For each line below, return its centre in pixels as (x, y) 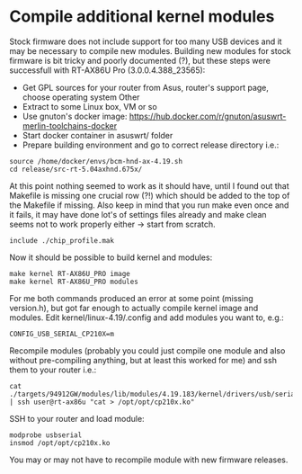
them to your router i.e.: (53, 370)
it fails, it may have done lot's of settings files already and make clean (138, 214)
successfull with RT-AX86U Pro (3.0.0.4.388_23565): (107, 70)
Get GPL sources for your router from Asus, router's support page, (146, 87)
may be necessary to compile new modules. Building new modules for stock (151, 50)
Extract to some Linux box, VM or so (89, 106)
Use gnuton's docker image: (75, 116)
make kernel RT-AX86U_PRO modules (74, 282)
